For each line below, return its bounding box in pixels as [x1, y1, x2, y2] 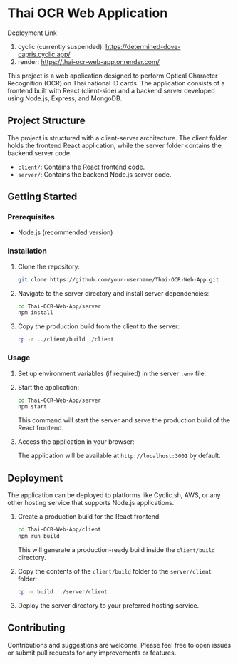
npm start [17, 403, 48, 410]
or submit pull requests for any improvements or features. [7, 648, 177, 657]
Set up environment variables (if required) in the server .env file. [17, 369, 207, 378]
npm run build [17, 532, 60, 539]
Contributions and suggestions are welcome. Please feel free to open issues [7, 640, 232, 649]
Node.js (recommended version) [17, 228, 113, 237]
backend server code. [7, 148, 73, 157]
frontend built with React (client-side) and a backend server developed [7, 86, 215, 95]
